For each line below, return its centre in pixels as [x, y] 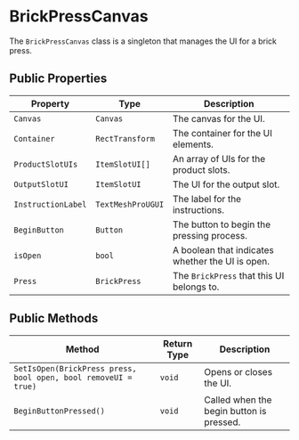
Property [50, 103]
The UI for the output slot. [226, 184]
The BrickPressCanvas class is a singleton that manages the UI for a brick [143, 41]
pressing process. [210, 235]
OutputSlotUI [41, 184]
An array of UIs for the [218, 159]
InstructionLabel [50, 204]
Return [178, 343]
